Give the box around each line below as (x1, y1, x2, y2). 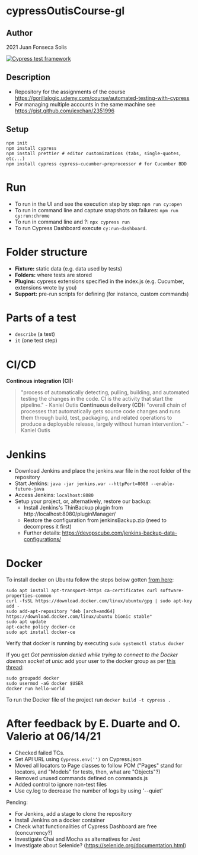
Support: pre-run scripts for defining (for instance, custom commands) (14, 290, 189, 297)
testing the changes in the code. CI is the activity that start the (20, 395, 173, 403)
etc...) (6, 156, 25, 162)
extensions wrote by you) (14, 284, 77, 291)
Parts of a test (6, 311, 76, 325)
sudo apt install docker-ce (6, 629, 76, 636)
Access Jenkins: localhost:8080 (14, 492, 94, 499)
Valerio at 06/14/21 (6, 730, 101, 743)
